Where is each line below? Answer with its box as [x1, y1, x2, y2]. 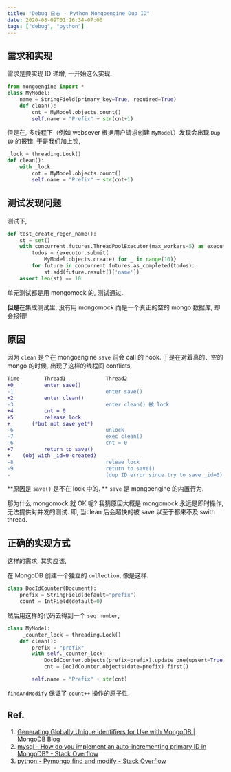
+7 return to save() [7, 446, 94, 453]
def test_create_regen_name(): [7, 230, 97, 237]
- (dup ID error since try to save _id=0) [7, 472, 223, 478]
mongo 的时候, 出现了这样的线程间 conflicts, [7, 362, 133, 370]
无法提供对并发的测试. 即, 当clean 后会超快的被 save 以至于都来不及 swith [7, 508, 215, 516]
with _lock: [19, 164, 54, 170]
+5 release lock [7, 414, 81, 421]
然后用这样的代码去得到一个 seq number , [7, 611, 120, 619]
